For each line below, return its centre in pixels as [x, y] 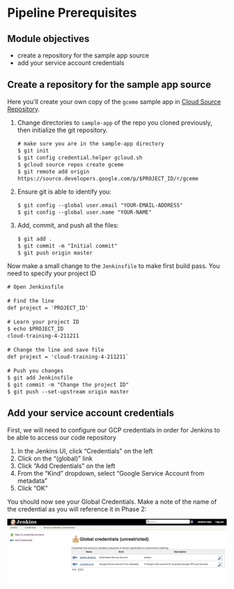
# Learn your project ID [43, 322]
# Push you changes [36, 371]
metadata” [32, 481]
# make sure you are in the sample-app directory [91, 144]
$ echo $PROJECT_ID [36, 329]
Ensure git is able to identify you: [64, 191]
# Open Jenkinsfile [36, 287]
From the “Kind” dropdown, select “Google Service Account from [111, 473]
